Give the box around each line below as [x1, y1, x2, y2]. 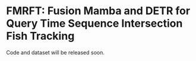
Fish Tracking [6, 30, 75, 43]
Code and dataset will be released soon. [6, 49, 105, 56]
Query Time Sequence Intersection [6, 17, 183, 30]
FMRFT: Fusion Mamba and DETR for [6, 4, 191, 18]
